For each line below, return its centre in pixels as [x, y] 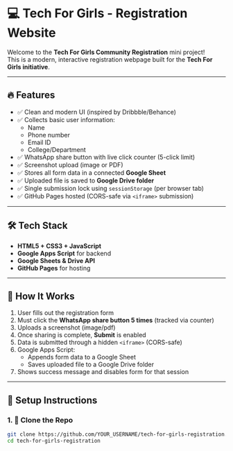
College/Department [57, 149]
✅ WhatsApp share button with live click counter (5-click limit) [106, 157]
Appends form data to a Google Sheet [82, 357]
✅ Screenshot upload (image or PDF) [70, 164]
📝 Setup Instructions [52, 400]
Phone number [49, 135]
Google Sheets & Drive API [56, 260]
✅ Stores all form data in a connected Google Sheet [92, 172]
